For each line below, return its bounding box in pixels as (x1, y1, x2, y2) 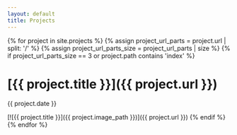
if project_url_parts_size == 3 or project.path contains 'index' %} (7, 51, 195, 60)
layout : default (7, 10, 55, 18)
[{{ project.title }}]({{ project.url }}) (7, 76, 218, 92)
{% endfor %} (7, 121, 48, 129)
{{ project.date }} (7, 100, 57, 108)
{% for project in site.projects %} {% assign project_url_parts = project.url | (7, 36, 226, 45)
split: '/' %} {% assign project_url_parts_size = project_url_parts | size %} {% (7, 44, 231, 52)
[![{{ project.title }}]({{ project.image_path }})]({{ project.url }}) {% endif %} (7, 113, 226, 122)
